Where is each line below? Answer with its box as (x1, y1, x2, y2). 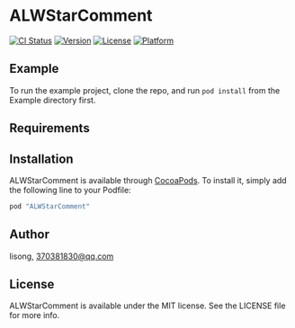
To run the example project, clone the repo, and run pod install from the (9, 84, 281, 95)
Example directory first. (9, 94, 96, 105)
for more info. (9, 310, 60, 321)
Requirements (9, 120, 90, 136)
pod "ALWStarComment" (9, 201, 91, 211)
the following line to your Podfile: (9, 184, 132, 195)
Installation (9, 151, 74, 166)
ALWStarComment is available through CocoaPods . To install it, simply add (9, 174, 287, 185)
